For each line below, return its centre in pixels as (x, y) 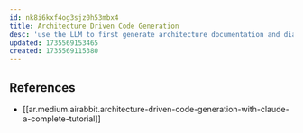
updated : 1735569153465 (54, 43)
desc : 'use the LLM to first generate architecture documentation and (145, 34)
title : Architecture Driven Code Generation (94, 26)
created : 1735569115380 (54, 51)
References (42, 88)
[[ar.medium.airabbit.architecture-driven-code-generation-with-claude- (156, 109)
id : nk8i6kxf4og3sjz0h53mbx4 (64, 18)
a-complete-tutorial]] (61, 119)
